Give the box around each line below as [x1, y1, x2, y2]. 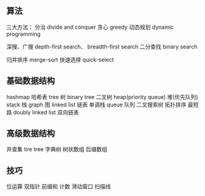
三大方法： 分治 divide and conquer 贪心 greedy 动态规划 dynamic [6, 23, 174, 31]
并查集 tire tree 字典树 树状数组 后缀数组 [6, 146, 107, 153]
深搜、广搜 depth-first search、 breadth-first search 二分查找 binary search [6, 42, 198, 50]
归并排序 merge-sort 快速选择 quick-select [6, 56, 114, 63]
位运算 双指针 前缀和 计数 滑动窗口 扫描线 [6, 183, 111, 190]
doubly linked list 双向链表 [13, 108, 79, 116]
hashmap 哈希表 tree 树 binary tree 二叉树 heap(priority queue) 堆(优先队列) [6, 93, 198, 100]
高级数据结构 [6, 128, 55, 139]
